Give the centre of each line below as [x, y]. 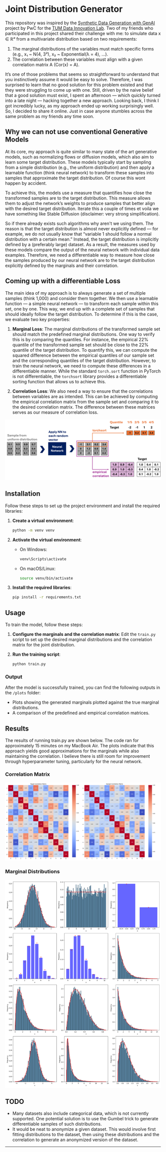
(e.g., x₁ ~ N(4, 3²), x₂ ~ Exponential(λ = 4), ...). [60, 54]
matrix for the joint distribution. [44, 645]
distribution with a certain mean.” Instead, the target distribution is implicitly [82, 239]
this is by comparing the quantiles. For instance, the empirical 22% [80, 339]
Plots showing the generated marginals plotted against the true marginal [85, 702]
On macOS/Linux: [38, 569]
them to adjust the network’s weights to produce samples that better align [80, 203]
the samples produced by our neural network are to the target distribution [80, 260]
